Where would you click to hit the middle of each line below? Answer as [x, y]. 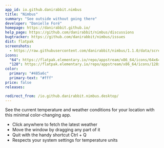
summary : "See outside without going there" [51, 19]
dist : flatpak [20, 42]
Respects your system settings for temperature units [65, 140]
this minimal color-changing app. [38, 115]
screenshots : [18, 46]
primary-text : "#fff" [31, 78]
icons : [12, 55]
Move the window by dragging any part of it [56, 130]
